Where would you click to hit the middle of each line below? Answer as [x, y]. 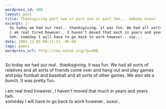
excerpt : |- [17, 23]
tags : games [17, 46]
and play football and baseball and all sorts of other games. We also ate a [80, 75]
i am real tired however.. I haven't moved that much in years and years [77, 91]
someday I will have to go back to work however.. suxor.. [63, 101]
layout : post [19, 14]
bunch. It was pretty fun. [30, 80]
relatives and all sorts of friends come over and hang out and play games [80, 70]
